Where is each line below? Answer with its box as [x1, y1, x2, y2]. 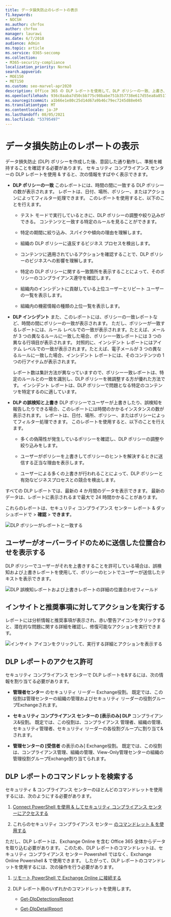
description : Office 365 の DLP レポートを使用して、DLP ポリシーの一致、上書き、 [5, 88, 167, 94]
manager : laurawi [5, 31, 42, 36]
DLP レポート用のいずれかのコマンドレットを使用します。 [12, 885, 134, 891]
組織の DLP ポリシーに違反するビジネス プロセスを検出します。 [20, 240, 153, 246]
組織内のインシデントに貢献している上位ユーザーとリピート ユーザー [20, 285, 164, 292]
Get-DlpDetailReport [20, 906, 63, 912]
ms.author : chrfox [5, 21, 44, 27]
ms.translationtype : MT [5, 103, 56, 108]
